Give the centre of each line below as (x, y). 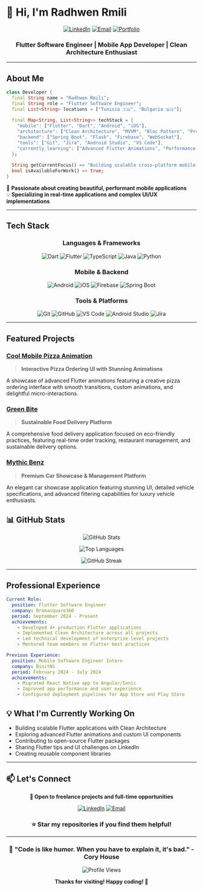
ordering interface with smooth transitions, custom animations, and (90, 387)
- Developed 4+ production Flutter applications (79, 628)
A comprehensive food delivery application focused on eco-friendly (91, 434)
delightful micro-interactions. (42, 394)
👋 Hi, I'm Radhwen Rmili (66, 12)
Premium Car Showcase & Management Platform (83, 475)
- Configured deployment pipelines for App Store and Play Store (101, 695)
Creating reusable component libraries (63, 753)
